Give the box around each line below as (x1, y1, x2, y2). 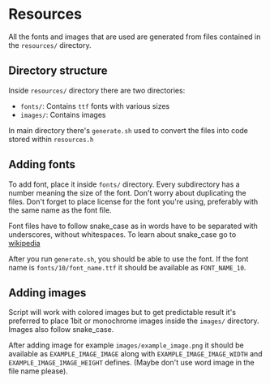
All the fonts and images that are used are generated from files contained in (8, 32, 261, 41)
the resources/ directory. (8, 40, 92, 50)
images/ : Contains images (19, 110, 106, 119)
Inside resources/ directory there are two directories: (8, 85, 186, 95)
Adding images (8, 286, 87, 300)
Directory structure (8, 64, 108, 78)
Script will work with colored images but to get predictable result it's (8, 308, 237, 317)
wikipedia (8, 238, 41, 248)
